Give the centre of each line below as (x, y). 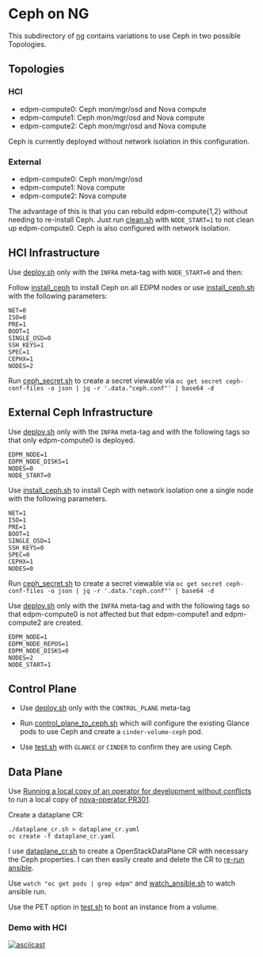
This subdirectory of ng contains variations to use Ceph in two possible (125, 36)
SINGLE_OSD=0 (30, 338)
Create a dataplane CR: (46, 815)
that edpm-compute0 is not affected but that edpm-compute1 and (116, 614)
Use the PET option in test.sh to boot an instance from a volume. (113, 907)
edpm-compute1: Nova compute (72, 187)
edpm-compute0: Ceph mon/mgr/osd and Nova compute (113, 109)
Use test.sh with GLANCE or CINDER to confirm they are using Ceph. (126, 747)
